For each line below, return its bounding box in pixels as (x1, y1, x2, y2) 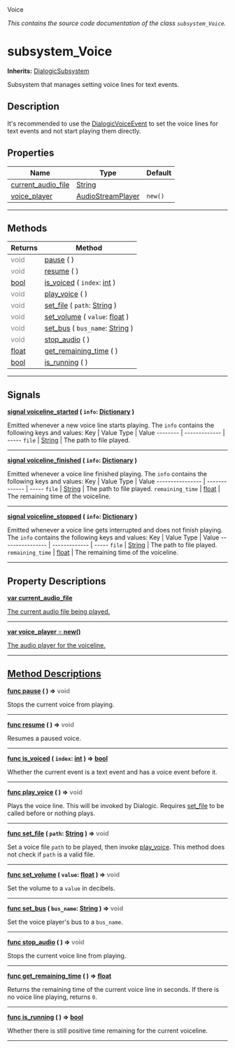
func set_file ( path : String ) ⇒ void (7, 829, 110, 838)
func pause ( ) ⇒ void (7, 686, 71, 695)
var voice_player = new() (7, 628, 81, 636)
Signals (7, 389, 41, 401)
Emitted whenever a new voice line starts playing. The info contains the (7, 421, 215, 429)
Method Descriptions (7, 668, 101, 680)
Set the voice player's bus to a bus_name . (7, 918, 124, 926)
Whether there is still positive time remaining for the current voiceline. (7, 1026, 208, 1035)
